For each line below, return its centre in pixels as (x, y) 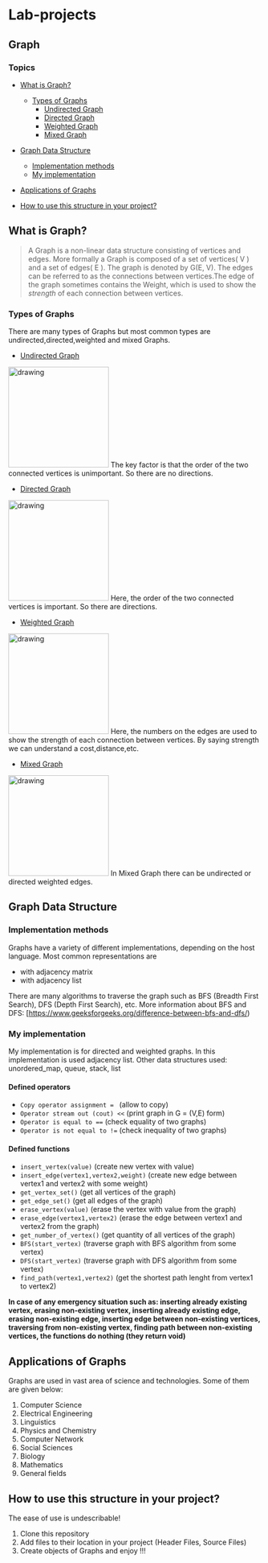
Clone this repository (55, 1534)
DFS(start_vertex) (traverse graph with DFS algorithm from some (128, 1260)
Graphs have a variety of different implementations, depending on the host (132, 947)
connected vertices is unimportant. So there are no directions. (111, 473)
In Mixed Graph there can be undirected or (181, 873)
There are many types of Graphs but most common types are (110, 331)
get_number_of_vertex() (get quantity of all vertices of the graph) (128, 1235)
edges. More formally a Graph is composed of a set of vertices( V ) (139, 258)
